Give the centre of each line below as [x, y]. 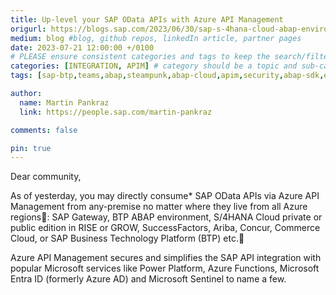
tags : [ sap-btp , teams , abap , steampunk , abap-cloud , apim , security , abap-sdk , [167, 76]
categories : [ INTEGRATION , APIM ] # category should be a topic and [154, 66]
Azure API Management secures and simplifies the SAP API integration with [166, 258]
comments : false [44, 130]
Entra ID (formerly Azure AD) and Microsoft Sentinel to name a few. [148, 279]
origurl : [28, 29]
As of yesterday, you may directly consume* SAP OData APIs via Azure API [165, 196]
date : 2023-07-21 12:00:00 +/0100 [82, 47]
